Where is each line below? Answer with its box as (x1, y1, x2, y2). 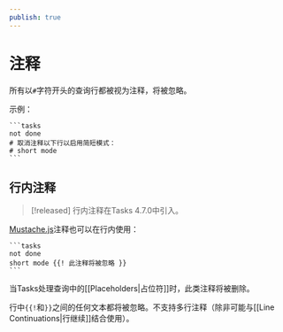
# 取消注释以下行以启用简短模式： (9, 138, 117, 147)
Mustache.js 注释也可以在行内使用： (9, 224, 140, 235)
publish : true (9, 12, 62, 22)
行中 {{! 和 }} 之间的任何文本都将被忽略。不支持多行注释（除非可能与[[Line (9, 302, 275, 313)
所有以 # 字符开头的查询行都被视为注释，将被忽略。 (9, 85, 192, 96)
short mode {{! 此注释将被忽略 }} (9, 259, 127, 268)
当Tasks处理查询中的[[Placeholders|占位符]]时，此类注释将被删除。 (9, 283, 255, 294)
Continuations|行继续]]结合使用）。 (9, 313, 134, 324)
